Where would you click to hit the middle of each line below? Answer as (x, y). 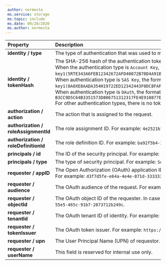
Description (69, 45)
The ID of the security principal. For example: (107, 154)
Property (18, 45)
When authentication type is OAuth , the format (108, 92)
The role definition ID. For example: (96, 143)
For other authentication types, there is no (104, 103)
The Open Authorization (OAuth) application (106, 170)
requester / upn (26, 241)
